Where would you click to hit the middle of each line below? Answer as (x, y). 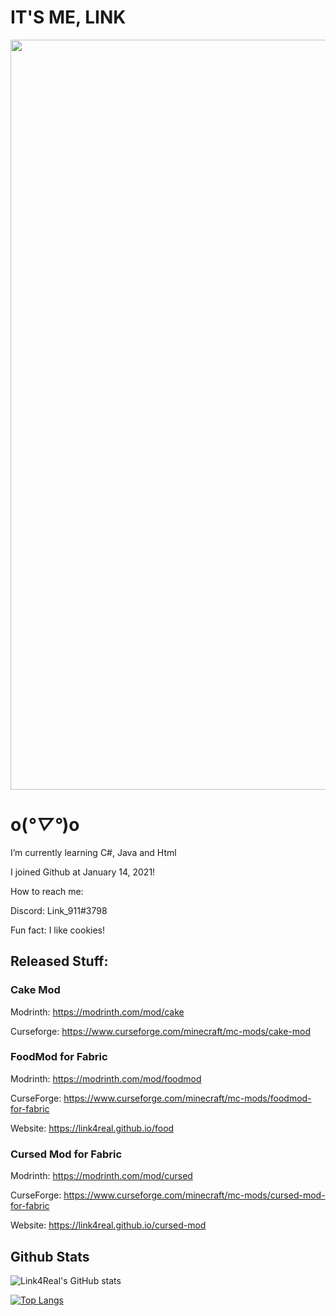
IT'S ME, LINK (68, 17)
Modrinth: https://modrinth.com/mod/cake (97, 1012)
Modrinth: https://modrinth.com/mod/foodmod (106, 1078)
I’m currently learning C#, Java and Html (93, 852)
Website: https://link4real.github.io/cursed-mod (108, 1225)
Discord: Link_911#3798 (59, 910)
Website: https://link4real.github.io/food (92, 1128)
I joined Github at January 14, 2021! (83, 872)
